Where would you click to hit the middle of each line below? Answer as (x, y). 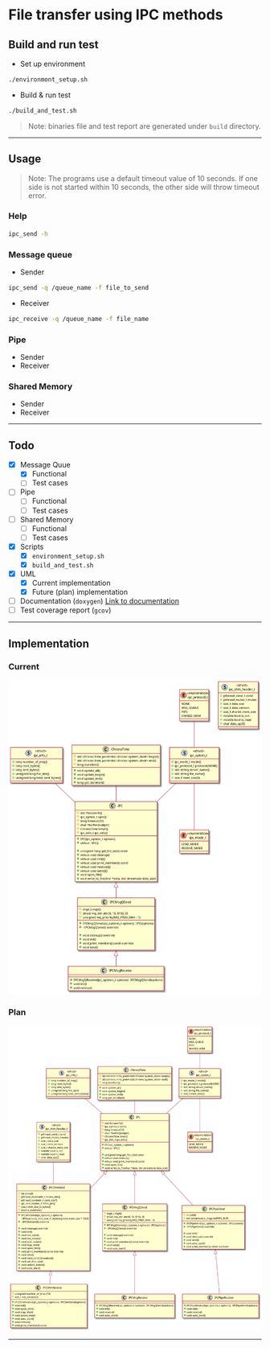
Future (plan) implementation (80, 592)
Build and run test (53, 45)
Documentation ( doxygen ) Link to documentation (99, 601)
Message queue (40, 254)
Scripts (32, 546)
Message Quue (45, 465)
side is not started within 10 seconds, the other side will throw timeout (143, 187)
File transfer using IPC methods (116, 15)
